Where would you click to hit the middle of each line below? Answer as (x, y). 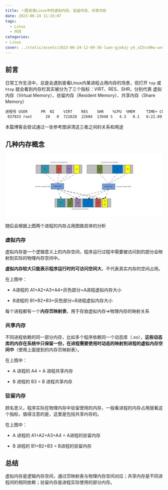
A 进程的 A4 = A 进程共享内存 (43, 371)
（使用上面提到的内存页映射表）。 (48, 350)
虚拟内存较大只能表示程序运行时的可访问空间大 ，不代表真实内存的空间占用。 (84, 269)
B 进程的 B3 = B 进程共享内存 (42, 382)
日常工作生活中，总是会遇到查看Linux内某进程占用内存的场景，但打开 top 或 (83, 83)
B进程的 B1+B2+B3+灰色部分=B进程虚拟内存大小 (62, 301)
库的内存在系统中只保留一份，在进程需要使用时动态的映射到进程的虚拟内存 (82, 343)
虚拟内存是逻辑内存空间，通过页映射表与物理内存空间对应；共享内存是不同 (82, 476)
